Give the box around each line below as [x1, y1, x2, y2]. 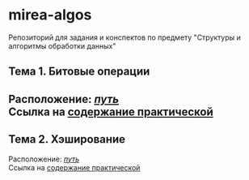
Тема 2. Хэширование [8, 132, 126, 147]
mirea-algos [8, 6, 92, 24]
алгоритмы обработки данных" [8, 41, 116, 50]
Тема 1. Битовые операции [8, 65, 150, 79]
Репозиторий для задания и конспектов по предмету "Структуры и [8, 32, 241, 42]
